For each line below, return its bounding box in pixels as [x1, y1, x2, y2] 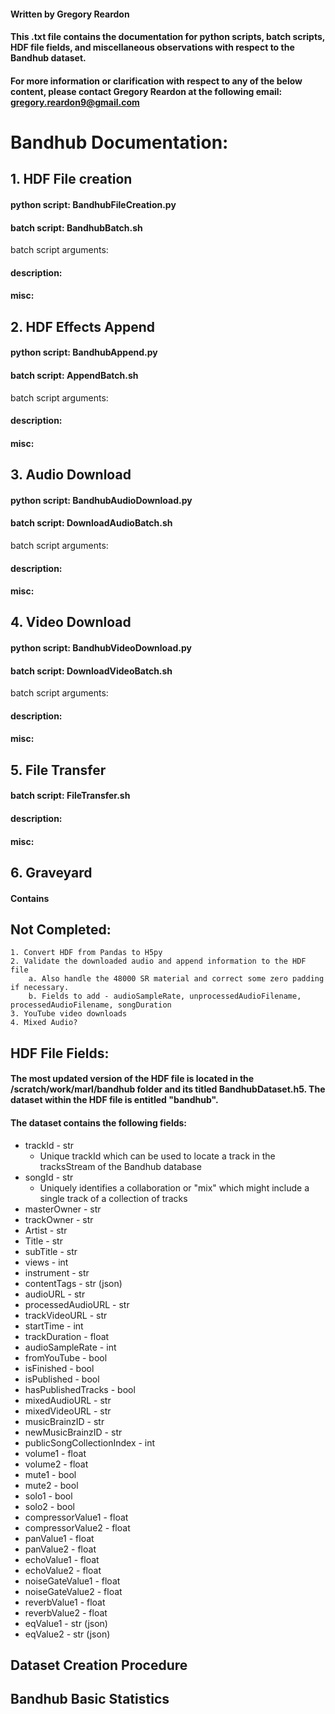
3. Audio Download [10, 466, 132, 484]
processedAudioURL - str [24, 1298, 130, 1310]
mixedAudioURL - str [24, 1394, 112, 1406]
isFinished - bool [24, 1362, 95, 1374]
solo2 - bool [24, 1500, 75, 1512]
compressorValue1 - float [24, 1511, 129, 1523]
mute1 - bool [24, 1468, 77, 1480]
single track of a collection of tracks [39, 1192, 188, 1204]
